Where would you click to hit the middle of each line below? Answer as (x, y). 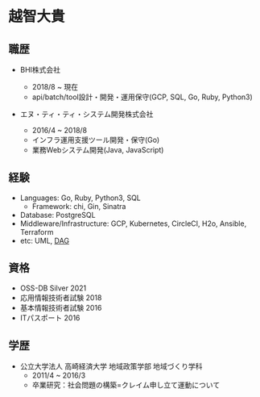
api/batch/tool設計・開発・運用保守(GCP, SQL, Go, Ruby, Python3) (142, 97)
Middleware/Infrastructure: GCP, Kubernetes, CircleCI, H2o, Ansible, (133, 224)
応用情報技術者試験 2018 (61, 297)
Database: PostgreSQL (58, 215)
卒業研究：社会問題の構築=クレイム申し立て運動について (126, 385)
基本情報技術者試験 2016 (61, 307)
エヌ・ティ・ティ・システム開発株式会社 (87, 114)
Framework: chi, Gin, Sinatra (79, 206)
